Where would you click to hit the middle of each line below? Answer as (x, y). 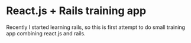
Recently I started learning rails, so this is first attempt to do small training (96, 27)
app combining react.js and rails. (46, 33)
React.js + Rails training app (76, 11)
